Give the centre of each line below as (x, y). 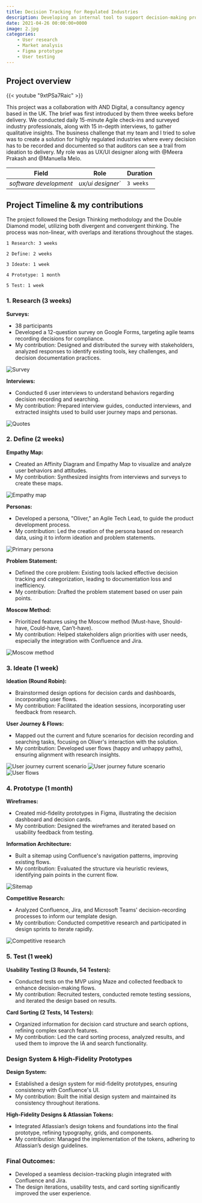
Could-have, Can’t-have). (61, 628)
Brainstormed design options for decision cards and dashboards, (95, 693)
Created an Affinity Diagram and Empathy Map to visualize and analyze (103, 464)
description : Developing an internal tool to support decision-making (96, 17)
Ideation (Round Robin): (37, 681)
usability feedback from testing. (54, 832)
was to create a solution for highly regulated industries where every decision (101, 139)
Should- (173, 621)
